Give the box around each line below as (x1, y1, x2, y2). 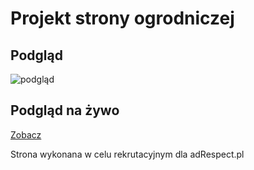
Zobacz (10, 128, 42, 141)
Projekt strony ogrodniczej (10, 7, 235, 30)
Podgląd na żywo (10, 102, 120, 119)
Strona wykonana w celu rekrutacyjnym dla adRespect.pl (10, 148, 245, 160)
